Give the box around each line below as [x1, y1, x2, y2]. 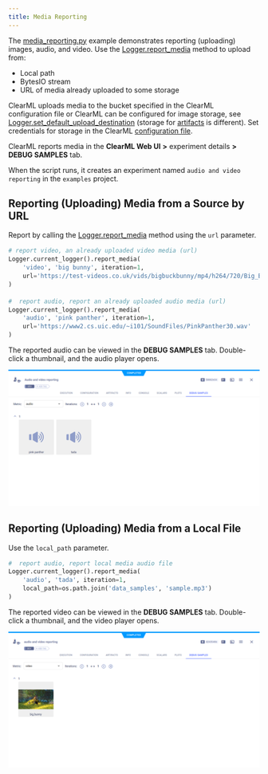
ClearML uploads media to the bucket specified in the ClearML [8, 100, 215, 110]
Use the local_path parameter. [8, 543, 109, 552]
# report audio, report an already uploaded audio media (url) [8, 297, 227, 305]
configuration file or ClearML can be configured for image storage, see [8, 108, 242, 119]
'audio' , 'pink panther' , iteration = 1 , [22, 314, 156, 322]
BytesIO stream [19, 77, 71, 86]
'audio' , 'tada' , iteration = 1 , [22, 576, 127, 584]
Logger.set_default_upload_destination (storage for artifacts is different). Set [8, 117, 259, 127]
